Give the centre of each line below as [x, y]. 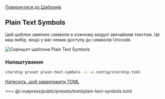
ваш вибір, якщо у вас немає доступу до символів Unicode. [68, 39]
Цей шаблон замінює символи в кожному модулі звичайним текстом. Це [82, 34]
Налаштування [24, 62]
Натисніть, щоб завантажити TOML [42, 81]
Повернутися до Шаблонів [33, 7]
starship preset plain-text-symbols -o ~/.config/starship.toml [73, 72]
